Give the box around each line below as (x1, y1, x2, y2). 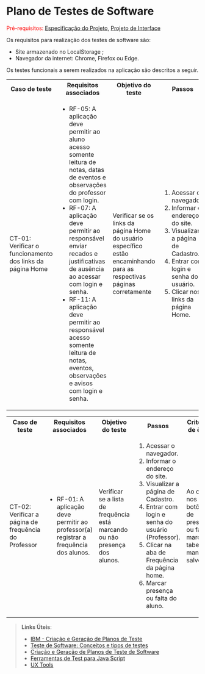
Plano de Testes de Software (6, 4, 154, 18)
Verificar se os (112, 211, 154, 220)
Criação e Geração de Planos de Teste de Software (30, 648, 160, 655)
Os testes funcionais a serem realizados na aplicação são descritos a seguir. (6, 66, 199, 74)
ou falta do (146, 593, 177, 602)
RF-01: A (57, 495, 84, 503)
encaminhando (112, 257, 156, 265)
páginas (112, 279, 135, 288)
